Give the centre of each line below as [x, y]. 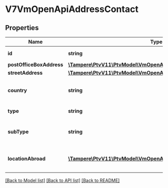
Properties [22, 28]
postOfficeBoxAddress [35, 65]
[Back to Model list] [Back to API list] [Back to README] [62, 180]
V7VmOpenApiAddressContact [72, 9]
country [17, 90]
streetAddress [25, 73]
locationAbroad [27, 159]
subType [18, 132]
